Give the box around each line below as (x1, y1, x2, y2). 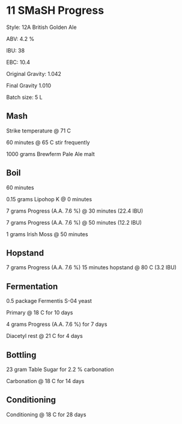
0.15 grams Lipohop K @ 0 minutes (6, 195, 92, 202)
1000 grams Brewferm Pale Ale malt (6, 150, 95, 157)
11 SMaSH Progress (6, 4, 104, 17)
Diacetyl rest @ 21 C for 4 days (6, 332, 83, 340)
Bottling (6, 350, 37, 360)
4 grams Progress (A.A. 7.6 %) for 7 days (6, 320, 108, 328)
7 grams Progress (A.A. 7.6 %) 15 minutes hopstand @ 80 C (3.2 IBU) (6, 264, 177, 271)
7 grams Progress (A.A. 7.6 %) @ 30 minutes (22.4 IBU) (6, 207, 144, 214)
